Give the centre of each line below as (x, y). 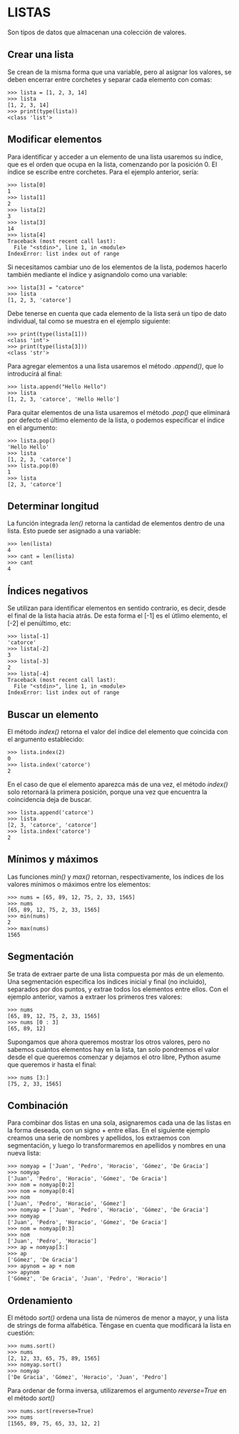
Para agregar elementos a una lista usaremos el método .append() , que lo (116, 366)
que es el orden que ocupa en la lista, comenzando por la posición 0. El (112, 164)
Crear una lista (41, 55)
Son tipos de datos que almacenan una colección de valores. (97, 32)
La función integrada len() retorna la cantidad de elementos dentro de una (116, 523)
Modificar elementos (55, 140)
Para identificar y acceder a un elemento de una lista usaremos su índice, (115, 156)
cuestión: (21, 1333)
